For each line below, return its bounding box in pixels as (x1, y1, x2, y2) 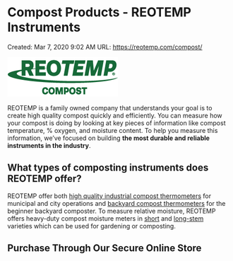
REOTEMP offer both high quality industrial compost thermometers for (7, 192, 212, 200)
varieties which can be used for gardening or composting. (7, 221, 177, 230)
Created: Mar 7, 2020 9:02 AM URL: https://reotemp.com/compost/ (7, 42, 203, 51)
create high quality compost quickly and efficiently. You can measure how (7, 111, 222, 120)
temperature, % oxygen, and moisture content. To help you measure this (7, 126, 218, 134)
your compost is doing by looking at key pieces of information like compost (7, 118, 226, 127)
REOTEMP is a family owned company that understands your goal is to (7, 103, 213, 112)
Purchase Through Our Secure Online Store (7, 242, 202, 255)
